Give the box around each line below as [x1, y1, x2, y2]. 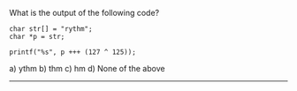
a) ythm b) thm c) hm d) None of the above [9, 64, 165, 73]
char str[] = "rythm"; [9, 25, 93, 34]
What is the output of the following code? [9, 8, 160, 18]
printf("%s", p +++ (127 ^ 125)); [9, 48, 137, 57]
